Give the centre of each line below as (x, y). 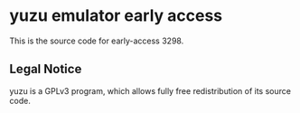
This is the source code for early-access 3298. (97, 41)
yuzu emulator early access (116, 16)
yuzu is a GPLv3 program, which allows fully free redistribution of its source (150, 90)
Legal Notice (46, 69)
